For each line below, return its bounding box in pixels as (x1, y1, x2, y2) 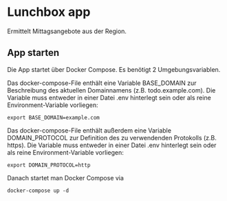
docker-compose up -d (7, 187, 69, 194)
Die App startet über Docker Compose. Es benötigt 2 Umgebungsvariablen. (7, 65, 221, 73)
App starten (7, 47, 60, 59)
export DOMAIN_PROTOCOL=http (7, 162, 91, 169)
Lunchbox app (7, 4, 91, 20)
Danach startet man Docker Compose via (7, 173, 124, 182)
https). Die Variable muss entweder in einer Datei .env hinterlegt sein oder (7, 141, 217, 149)
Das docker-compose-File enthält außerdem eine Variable (7, 126, 172, 135)
